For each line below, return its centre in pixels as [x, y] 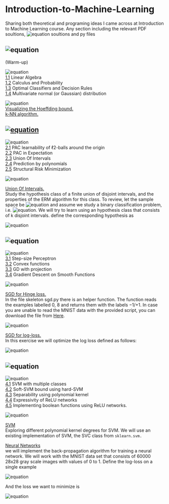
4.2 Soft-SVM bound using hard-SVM [44, 389]
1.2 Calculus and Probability [34, 82]
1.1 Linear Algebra [23, 77]
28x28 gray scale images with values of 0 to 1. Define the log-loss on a [79, 462]
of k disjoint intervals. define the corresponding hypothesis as [70, 215]
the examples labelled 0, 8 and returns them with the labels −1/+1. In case [81, 305]
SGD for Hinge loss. [26, 294]
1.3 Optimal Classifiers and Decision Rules [49, 88]
